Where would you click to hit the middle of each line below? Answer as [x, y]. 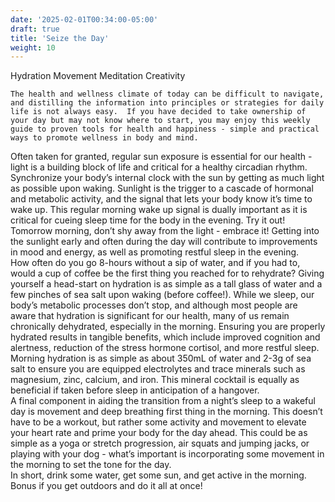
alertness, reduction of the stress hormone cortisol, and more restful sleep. [165, 348]
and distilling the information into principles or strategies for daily [167, 103]
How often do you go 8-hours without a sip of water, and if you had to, [155, 263]
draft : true [35, 29]
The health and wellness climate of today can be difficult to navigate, [167, 94]
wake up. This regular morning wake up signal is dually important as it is [159, 210]
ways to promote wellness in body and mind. [104, 138]
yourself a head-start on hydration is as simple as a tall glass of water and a [166, 284]
